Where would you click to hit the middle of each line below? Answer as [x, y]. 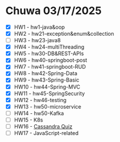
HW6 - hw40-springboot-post [51, 60]
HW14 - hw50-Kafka [39, 113]
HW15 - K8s [29, 120]
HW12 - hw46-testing [40, 100]
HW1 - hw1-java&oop [39, 27]
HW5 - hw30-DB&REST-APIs [49, 53]
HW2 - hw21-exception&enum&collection [64, 34]
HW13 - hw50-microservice [48, 106]
